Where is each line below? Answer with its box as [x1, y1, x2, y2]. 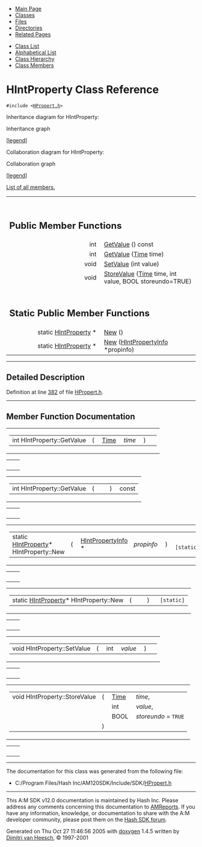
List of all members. [6, 184, 55, 191]
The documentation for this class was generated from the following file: [6, 767, 183, 775]
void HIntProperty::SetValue [12, 644, 91, 653]
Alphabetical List [14, 49, 57, 56]
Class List [14, 42, 40, 50]
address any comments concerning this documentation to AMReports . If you [6, 803, 195, 810]
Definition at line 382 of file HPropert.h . [6, 388, 103, 395]
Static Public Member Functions [9, 307, 150, 319]
